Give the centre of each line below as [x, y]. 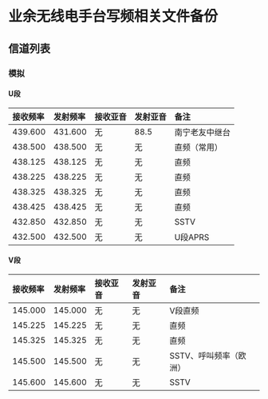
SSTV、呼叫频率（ [204, 355]
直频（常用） [199, 147]
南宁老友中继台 [203, 132]
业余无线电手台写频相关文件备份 [113, 16]
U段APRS [192, 237]
